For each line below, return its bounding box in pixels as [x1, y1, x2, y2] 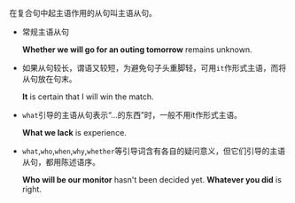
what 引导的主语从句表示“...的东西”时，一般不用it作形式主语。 [21, 110, 242, 120]
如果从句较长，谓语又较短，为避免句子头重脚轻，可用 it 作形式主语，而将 [21, 63, 287, 73]
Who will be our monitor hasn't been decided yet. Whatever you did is [21, 175, 282, 184]
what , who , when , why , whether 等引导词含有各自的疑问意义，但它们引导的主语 [21, 145, 286, 156]
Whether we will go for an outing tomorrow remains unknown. [21, 44, 252, 55]
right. [21, 184, 43, 194]
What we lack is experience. [21, 128, 127, 137]
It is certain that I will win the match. [21, 91, 154, 102]
